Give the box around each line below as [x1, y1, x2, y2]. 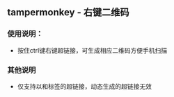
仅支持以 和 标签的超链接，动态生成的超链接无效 [17, 82, 152, 90]
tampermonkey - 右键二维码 [7, 6, 129, 19]
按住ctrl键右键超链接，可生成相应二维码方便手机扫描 [17, 46, 168, 54]
